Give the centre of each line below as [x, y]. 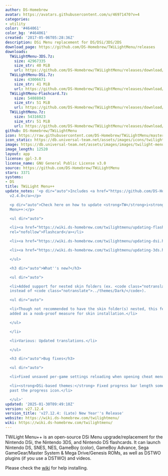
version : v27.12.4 [24, 409]
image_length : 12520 [27, 149]
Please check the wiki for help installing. [47, 467]
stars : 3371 [17, 172]
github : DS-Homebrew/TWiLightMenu [41, 130]
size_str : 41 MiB [32, 84]
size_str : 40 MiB [32, 65]
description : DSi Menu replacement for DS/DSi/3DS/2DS [63, 42]
